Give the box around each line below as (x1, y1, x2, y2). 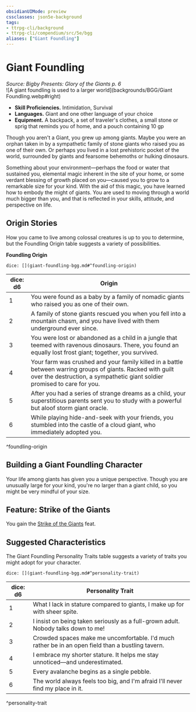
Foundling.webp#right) (6, 92, 61, 99)
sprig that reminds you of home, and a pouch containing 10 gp (14, 122, 164, 129)
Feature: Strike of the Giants (6, 504, 111, 515)
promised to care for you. (31, 380, 100, 388)
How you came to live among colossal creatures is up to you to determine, (6, 233, 185, 240)
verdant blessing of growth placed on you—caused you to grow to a (6, 176, 170, 183)
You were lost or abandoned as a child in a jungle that (31, 333, 177, 342)
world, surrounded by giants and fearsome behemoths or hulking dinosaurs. (6, 153, 189, 160)
